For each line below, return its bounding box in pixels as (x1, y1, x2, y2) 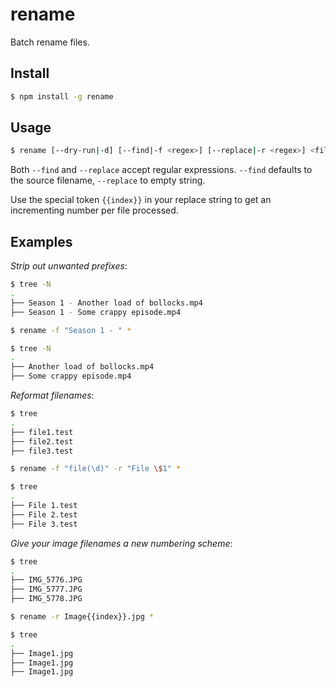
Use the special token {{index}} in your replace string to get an (10, 194, 272, 206)
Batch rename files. (10, 36, 90, 48)
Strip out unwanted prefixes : (10, 260, 128, 272)
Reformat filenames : (10, 389, 95, 401)
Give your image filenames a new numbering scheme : (10, 537, 233, 549)
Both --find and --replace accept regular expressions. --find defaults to (10, 164, 313, 176)
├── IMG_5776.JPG (10, 575, 83, 585)
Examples (10, 233, 73, 250)
